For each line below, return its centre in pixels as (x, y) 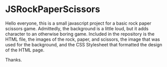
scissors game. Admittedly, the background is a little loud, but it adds (77, 28)
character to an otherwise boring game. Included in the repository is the (80, 34)
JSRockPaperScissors (53, 9)
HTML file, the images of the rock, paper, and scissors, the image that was (83, 39)
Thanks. (14, 59)
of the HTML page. (25, 50)
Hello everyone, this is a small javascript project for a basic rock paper (78, 23)
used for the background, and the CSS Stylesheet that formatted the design (84, 44)
